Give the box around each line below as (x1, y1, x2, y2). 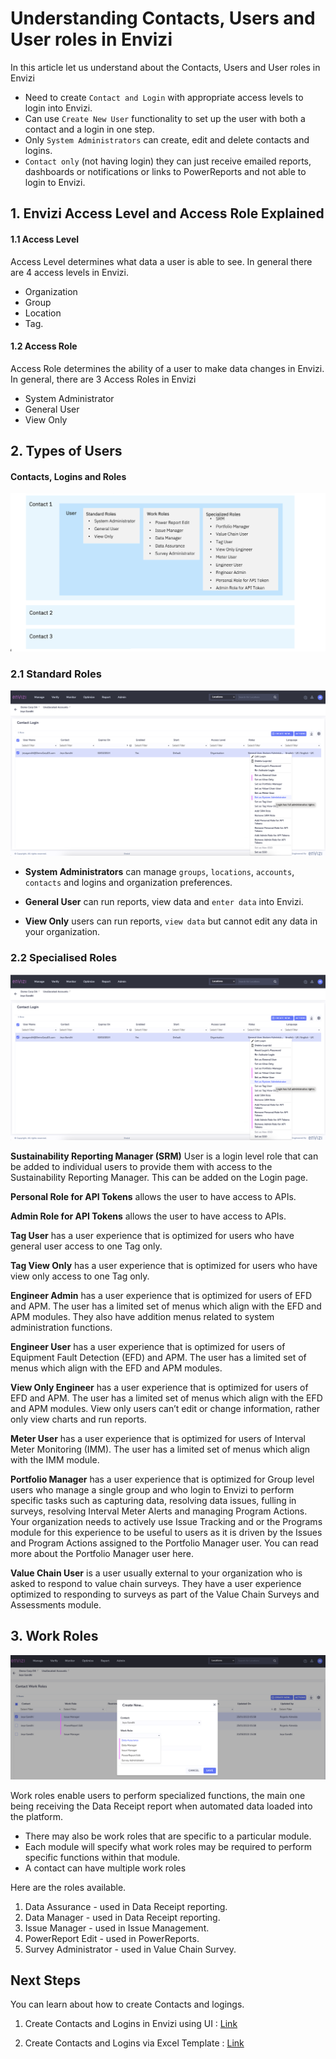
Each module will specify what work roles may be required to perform (24, 1840, 312, 1852)
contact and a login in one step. (24, 123, 155, 135)
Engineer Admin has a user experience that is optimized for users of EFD (10, 1289, 313, 1301)
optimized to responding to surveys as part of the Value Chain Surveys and (10, 1588, 320, 1600)
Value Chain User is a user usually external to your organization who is (10, 1567, 303, 1579)
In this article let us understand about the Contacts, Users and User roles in (10, 61, 321, 73)
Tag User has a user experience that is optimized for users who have (10, 1229, 295, 1241)
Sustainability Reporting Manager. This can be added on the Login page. (10, 1171, 309, 1183)
